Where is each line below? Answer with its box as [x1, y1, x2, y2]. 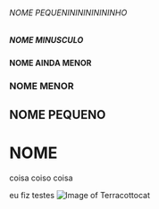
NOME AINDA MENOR [9, 57, 92, 68]
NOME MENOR [9, 79, 74, 92]
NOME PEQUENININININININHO [9, 7, 128, 18]
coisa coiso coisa [9, 172, 73, 183]
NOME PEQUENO [9, 107, 106, 122]
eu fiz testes [9, 189, 55, 200]
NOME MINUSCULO [9, 35, 84, 46]
